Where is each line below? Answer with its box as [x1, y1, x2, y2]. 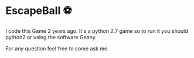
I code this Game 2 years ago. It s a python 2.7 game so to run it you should [5, 27, 188, 35]
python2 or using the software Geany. [5, 33, 97, 40]
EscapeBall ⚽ [5, 4, 72, 18]
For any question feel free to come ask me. [5, 45, 109, 52]
